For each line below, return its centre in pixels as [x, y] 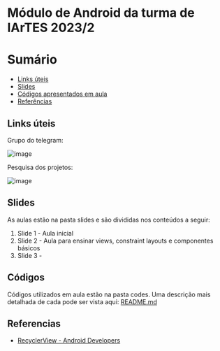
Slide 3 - [30, 255]
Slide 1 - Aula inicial [45, 233]
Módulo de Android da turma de [101, 13]
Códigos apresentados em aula [62, 94]
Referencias [34, 323]
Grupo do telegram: [35, 140]
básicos [29, 248]
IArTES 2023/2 [51, 28]
